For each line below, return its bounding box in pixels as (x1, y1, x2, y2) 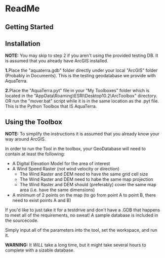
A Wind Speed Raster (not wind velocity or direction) (12, 166, 120, 172)
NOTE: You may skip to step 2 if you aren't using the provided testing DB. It (5, 52, 159, 58)
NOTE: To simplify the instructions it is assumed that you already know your (5, 131, 160, 137)
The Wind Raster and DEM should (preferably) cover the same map (19, 182, 157, 188)
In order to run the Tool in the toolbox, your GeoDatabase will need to (5, 146, 146, 152)
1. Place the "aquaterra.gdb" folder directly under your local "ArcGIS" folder (5, 67, 158, 73)
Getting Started (5, 23, 54, 31)
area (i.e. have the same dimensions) (19, 187, 95, 193)
